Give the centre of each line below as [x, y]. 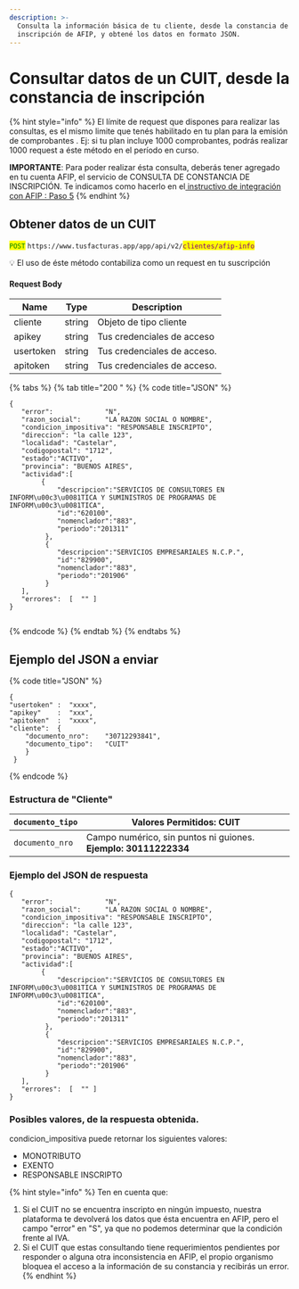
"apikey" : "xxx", [51, 713]
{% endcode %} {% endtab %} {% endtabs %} [95, 632]
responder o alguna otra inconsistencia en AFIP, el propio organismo [148, 1257]
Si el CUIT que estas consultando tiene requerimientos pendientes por [151, 1248]
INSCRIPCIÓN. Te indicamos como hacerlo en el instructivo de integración [145, 186]
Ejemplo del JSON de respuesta [79, 875]
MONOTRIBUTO [52, 1156]
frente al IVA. [46, 1238]
